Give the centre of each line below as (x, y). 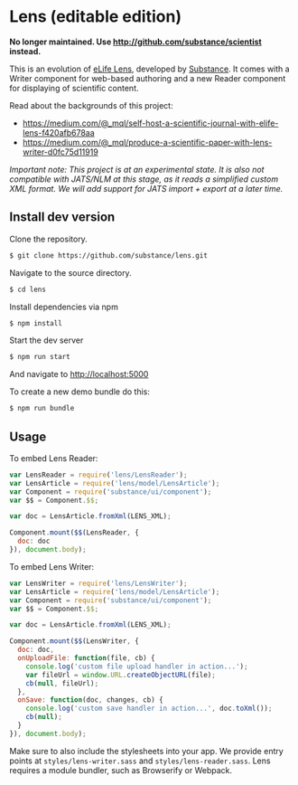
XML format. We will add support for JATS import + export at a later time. (146, 188)
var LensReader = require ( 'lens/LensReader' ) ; (98, 475)
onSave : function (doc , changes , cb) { (91, 700)
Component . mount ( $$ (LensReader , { (74, 533)
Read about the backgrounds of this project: (91, 105)
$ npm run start (40, 357)
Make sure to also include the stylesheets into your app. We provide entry (147, 751)
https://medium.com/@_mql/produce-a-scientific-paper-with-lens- (147, 142)
